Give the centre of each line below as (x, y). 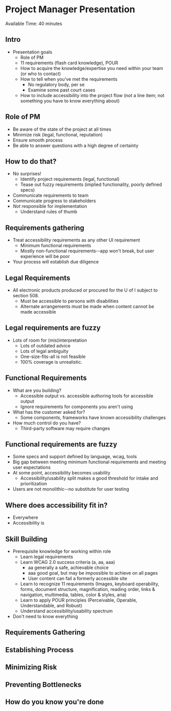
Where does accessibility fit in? (57, 505)
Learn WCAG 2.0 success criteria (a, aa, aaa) (68, 562)
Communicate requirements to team (51, 196)
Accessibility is (28, 523)
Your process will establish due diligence (56, 262)
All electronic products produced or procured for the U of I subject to (85, 290)
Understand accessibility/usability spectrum (67, 611)
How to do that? (31, 161)
